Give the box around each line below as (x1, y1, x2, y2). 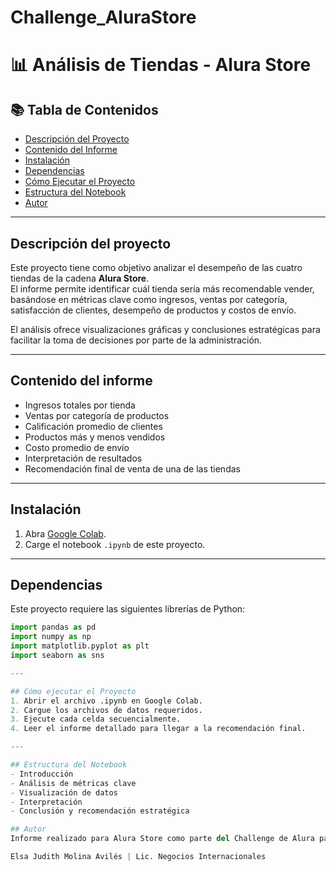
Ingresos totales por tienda (24, 399, 136, 411)
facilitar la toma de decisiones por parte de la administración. (10, 334, 263, 346)
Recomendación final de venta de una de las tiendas (24, 462, 241, 475)
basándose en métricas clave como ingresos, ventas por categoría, (10, 294, 288, 305)
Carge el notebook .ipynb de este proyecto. (24, 538, 206, 550)
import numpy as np (10, 632, 92, 642)
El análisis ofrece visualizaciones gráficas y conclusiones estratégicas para (10, 324, 321, 335)
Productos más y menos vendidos (24, 431, 166, 443)
